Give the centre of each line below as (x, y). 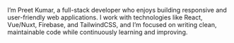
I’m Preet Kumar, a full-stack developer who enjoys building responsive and (117, 10)
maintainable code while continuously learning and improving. (98, 32)
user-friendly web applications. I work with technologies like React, (105, 17)
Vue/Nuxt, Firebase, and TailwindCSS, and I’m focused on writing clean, (112, 25)
